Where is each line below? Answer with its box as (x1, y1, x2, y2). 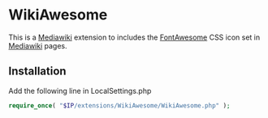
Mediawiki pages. (8, 40, 67, 50)
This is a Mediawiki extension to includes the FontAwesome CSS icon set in (8, 32, 261, 42)
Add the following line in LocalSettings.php (8, 86, 152, 95)
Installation (8, 65, 67, 78)
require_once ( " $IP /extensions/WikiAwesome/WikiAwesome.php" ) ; (8, 101, 231, 110)
